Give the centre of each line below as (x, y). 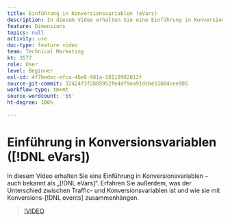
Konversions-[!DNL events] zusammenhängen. (73, 197)
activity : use (27, 39)
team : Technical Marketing (46, 52)
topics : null (26, 32)
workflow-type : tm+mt (38, 90)
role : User (23, 64)
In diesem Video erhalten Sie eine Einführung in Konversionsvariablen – (108, 176)
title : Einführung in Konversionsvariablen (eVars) (82, 13)
